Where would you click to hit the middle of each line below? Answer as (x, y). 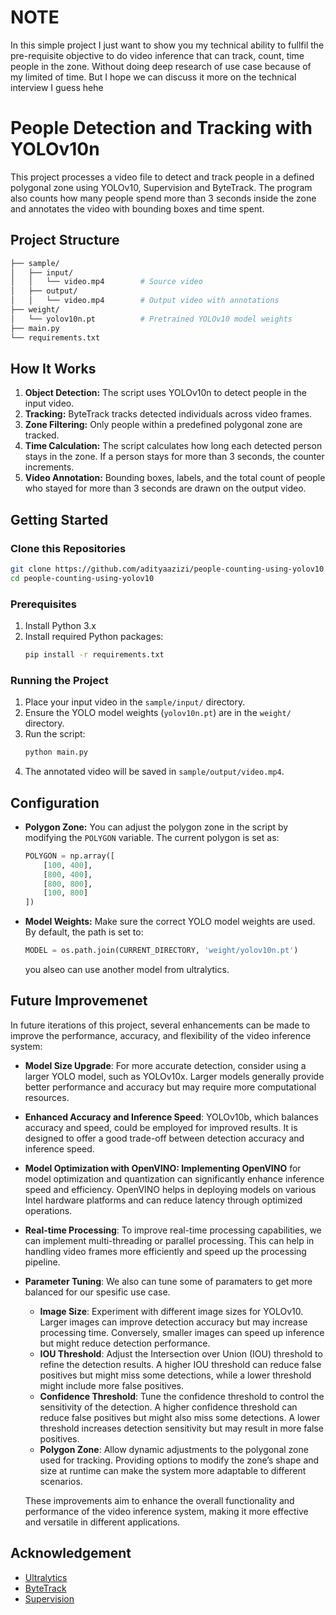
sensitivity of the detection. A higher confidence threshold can (168, 1407)
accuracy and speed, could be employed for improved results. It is (161, 1127)
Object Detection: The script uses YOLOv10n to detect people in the (165, 393)
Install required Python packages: (94, 637)
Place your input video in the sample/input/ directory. (135, 702)
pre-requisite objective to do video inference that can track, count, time (157, 55)
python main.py (56, 752)
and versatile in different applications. (102, 1522)
